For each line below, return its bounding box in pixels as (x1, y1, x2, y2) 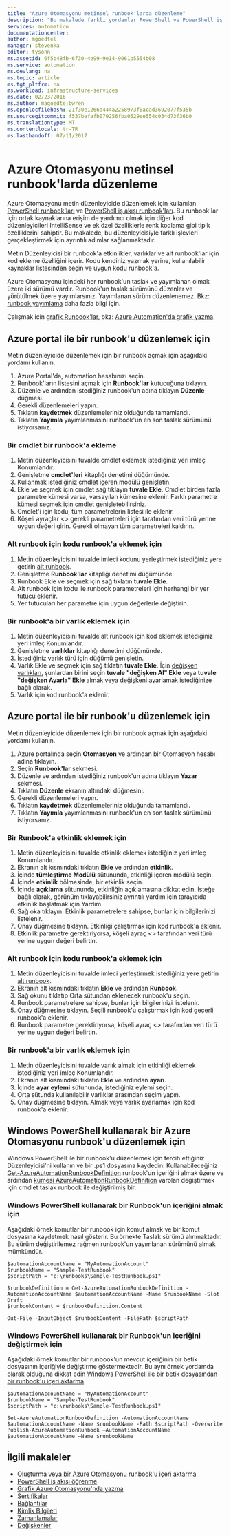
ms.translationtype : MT (7, 119, 76, 126)
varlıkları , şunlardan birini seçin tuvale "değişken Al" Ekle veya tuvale (16, 668, 217, 677)
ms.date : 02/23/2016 (7, 94, 67, 101)
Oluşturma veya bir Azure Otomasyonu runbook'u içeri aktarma (16, 1470, 197, 1478)
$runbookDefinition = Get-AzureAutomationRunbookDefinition (7, 1285, 184, 1292)
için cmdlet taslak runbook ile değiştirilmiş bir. (7, 1183, 136, 1192)
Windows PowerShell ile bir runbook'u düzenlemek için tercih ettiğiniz (7, 1154, 205, 1163)
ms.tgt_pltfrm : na (7, 81, 60, 88)
